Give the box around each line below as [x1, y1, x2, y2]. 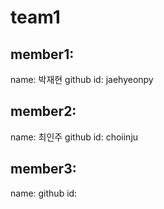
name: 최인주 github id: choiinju [10, 131, 139, 143]
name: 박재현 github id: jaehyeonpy [10, 74, 154, 85]
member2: [10, 103, 77, 120]
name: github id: [10, 187, 78, 199]
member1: [10, 46, 75, 63]
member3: [10, 161, 77, 178]
